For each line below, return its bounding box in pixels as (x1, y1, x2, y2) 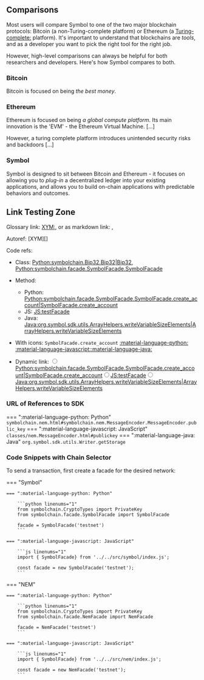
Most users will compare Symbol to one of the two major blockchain (6, 21, 177, 28)
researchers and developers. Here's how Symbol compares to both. (6, 58, 176, 66)
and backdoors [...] (6, 141, 54, 148)
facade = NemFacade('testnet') (17, 625, 97, 631)
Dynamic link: (15, 358, 50, 365)
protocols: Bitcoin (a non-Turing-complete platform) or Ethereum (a (6, 27, 174, 35)
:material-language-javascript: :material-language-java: (15, 345, 153, 353)
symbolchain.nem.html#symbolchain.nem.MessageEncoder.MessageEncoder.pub (6, 420, 197, 426)
